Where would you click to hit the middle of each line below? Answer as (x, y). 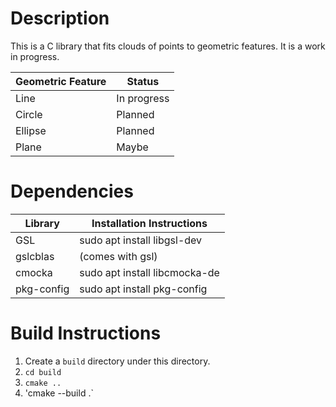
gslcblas (35, 256)
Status (143, 81)
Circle (29, 114)
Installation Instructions (149, 223)
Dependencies (72, 191)
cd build (43, 372)
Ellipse (31, 130)
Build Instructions (86, 333)
